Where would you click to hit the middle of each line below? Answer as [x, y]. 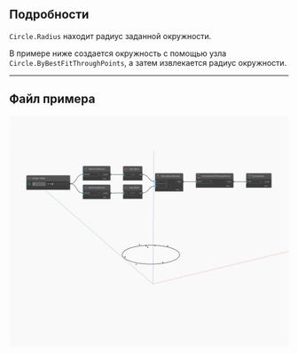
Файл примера [52, 99]
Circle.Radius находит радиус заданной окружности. [110, 36]
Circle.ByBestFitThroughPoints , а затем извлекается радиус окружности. [148, 62]
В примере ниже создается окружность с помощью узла [118, 53]
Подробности [49, 15]
